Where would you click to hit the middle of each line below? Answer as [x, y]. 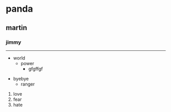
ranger [28, 84]
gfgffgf [36, 69]
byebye [21, 78]
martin [16, 28]
